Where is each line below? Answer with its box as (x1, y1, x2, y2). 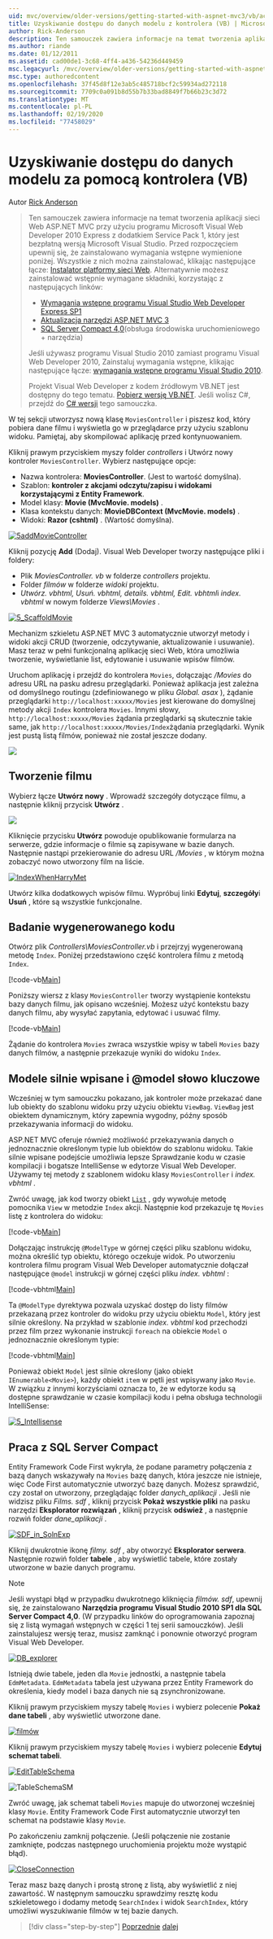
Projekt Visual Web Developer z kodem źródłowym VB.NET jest (28, 381, 240, 391)
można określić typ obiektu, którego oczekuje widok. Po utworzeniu (8, 1251, 236, 1261)
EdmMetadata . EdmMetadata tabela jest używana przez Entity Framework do (8, 1678, 253, 1688)
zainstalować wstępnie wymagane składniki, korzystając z (28, 273, 223, 283)
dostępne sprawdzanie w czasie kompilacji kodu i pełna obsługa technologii (8, 1392, 262, 1402)
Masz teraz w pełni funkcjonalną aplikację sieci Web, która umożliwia (8, 645, 240, 655)
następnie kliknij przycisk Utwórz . (8, 799, 124, 810)
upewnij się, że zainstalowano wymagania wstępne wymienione (28, 247, 242, 257)
